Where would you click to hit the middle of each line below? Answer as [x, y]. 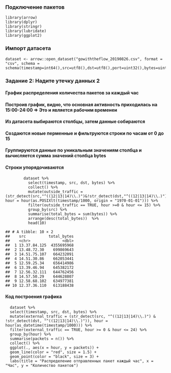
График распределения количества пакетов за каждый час [72, 93]
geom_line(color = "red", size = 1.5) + [53, 352]
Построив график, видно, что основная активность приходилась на [81, 104]
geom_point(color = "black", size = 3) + [54, 356]
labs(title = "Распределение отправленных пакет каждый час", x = [82, 361]
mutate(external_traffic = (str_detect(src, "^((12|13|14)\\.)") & [83, 316]
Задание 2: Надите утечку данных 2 [53, 81]
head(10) [37, 223]
